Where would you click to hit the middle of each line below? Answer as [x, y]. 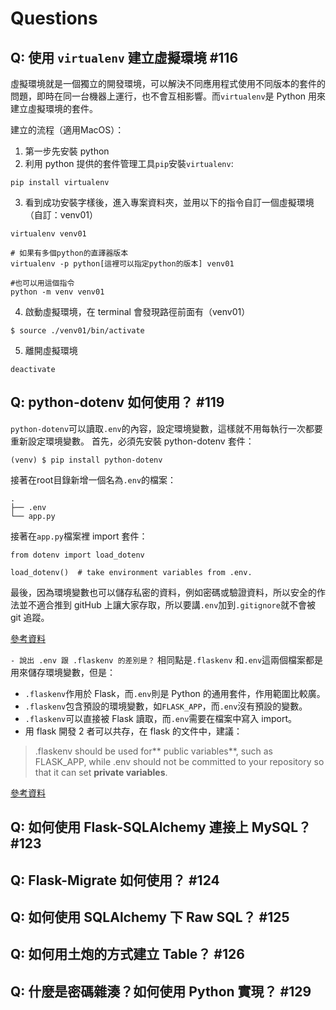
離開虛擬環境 [51, 350]
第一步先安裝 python [67, 151]
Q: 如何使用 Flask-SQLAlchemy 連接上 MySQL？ [161, 827]
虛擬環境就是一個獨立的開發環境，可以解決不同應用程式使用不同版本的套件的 [168, 83]
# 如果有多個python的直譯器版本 [69, 253]
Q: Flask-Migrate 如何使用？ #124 [115, 880]
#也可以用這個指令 [42, 283]
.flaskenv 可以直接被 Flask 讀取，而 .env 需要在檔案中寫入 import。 [160, 718]
